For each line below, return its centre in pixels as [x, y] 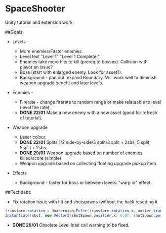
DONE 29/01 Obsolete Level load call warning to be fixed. [71, 225]
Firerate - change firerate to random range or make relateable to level [90, 102]
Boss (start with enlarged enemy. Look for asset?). [71, 72]
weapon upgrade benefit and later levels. [62, 83]
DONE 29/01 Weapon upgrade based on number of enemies [81, 153]
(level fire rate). [35, 107]
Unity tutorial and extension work [39, 22]
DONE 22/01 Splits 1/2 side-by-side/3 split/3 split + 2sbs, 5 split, [85, 142]
